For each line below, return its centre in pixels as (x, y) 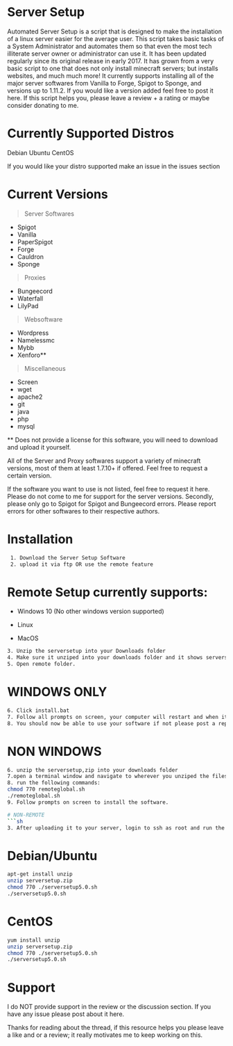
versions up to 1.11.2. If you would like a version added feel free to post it (110, 90)
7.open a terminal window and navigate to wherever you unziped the (108, 777)
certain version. (29, 475)
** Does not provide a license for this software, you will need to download (113, 440)
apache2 (30, 397)
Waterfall (30, 298)
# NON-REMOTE (26, 815)
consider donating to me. (43, 105)
